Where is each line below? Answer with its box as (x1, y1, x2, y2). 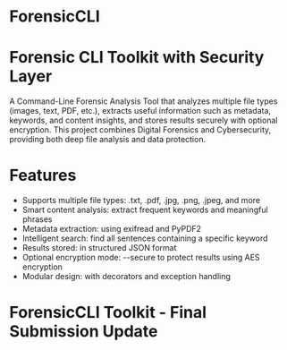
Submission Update (9, 321, 158, 342)
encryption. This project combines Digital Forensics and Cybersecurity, (9, 124, 272, 135)
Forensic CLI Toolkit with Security (9, 47, 265, 68)
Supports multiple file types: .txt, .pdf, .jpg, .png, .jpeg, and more (21, 195, 261, 206)
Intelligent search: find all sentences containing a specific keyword (21, 233, 268, 243)
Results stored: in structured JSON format (21, 243, 177, 253)
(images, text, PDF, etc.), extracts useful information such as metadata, (9, 106, 271, 116)
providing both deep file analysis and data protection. (9, 134, 207, 145)
